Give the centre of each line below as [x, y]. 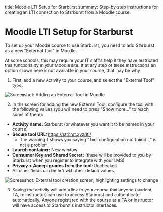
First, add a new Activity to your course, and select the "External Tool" [83, 80]
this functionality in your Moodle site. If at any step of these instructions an [80, 65]
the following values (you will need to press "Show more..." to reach [81, 109]
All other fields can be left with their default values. [63, 170]
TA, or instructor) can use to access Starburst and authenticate [76, 194]
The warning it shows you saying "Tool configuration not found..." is [88, 139]
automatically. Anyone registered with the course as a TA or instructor [82, 200]
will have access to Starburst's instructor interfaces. [65, 205]
